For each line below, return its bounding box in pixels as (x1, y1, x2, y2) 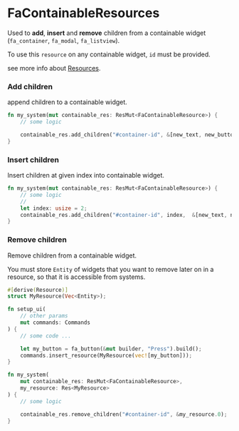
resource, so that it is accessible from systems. (7, 273, 146, 281)
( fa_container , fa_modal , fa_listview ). (7, 36, 120, 44)
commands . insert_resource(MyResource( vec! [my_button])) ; (20, 352, 193, 359)
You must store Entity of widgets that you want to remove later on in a (7, 265, 214, 273)
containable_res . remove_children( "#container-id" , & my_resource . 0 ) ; (20, 410, 228, 418)
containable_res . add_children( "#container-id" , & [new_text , (20, 131, 202, 138)
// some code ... (20, 332, 72, 340)
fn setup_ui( (7, 305, 46, 313)
